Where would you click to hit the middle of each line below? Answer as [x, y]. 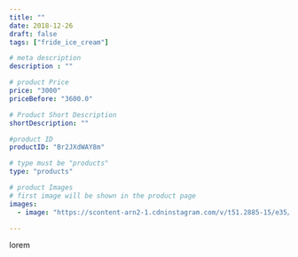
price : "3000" [35, 90]
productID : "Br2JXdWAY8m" [57, 147]
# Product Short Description [63, 115]
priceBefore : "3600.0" [51, 98]
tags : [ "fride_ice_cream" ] [59, 42]
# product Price [39, 82]
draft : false [33, 34]
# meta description [45, 58]
